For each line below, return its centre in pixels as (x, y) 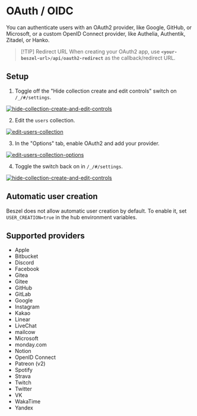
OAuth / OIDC (40, 11)
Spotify (23, 370)
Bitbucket (26, 256)
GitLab (23, 294)
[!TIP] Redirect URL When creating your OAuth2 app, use (90, 51)
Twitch (23, 383)
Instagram (27, 307)
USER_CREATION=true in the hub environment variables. (72, 217)
